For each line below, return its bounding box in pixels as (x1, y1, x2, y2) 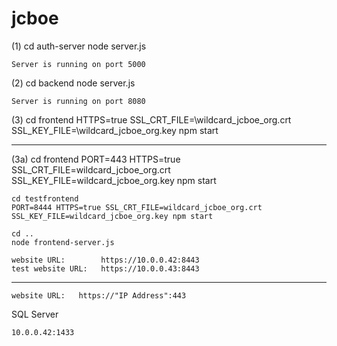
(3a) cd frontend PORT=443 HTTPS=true (11, 153, 181, 165)
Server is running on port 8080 (11, 96, 146, 106)
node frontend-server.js (11, 237, 115, 247)
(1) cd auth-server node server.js (11, 40, 147, 52)
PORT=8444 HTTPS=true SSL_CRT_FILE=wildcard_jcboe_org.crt (11, 202, 263, 212)
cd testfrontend (11, 193, 79, 204)
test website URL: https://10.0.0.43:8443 (11, 263, 200, 274)
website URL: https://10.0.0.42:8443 (11, 255, 200, 265)
